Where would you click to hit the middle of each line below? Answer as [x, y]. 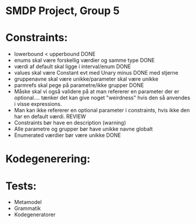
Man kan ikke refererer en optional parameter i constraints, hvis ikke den [102, 111]
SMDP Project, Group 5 [63, 11]
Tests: [21, 186]
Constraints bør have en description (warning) [70, 123]
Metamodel [28, 202]
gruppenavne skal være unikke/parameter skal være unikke [86, 79]
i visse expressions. [38, 104]
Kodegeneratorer [35, 215]
